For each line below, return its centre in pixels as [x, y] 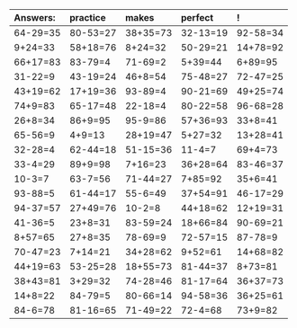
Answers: [35, 18]
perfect [198, 18]
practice [88, 18]
